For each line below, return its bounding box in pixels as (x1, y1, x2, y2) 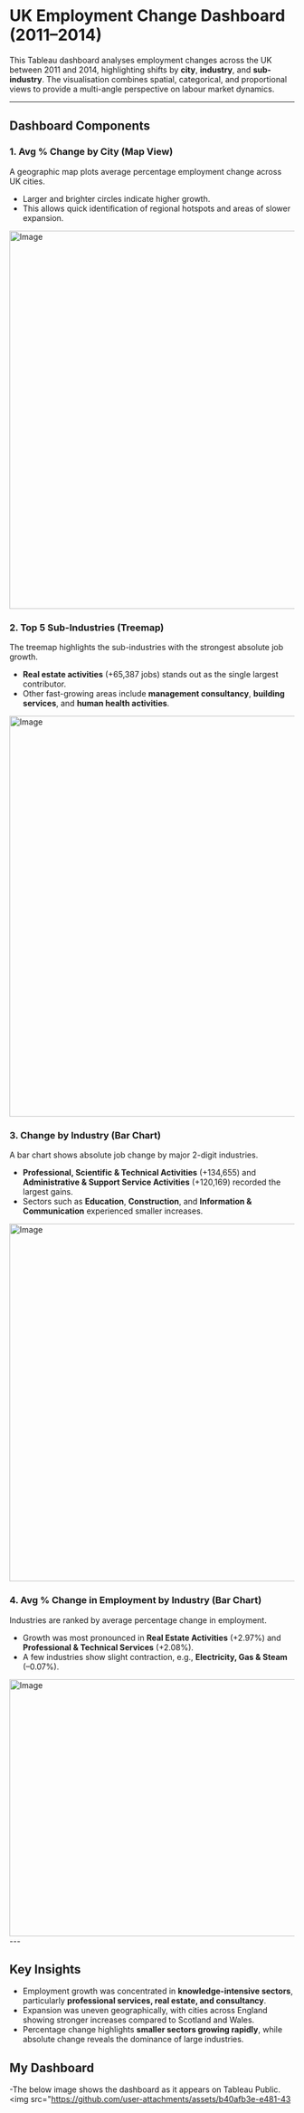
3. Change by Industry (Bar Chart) (9, 1129, 161, 1141)
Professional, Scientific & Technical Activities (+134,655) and (22, 1167, 256, 1178)
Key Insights (9, 1962, 81, 1977)
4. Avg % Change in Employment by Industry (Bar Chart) (9, 1594, 262, 1607)
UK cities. (9, 176, 45, 187)
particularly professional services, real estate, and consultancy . (22, 1995, 267, 2006)
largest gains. (22, 1186, 74, 1197)
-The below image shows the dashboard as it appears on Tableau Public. (9, 2084, 281, 2095)
